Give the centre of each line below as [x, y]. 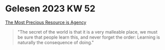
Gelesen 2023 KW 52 [50, 9]
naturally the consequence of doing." [55, 42]
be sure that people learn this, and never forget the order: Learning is [88, 37]
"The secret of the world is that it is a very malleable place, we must [87, 32]
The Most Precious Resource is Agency [46, 22]
